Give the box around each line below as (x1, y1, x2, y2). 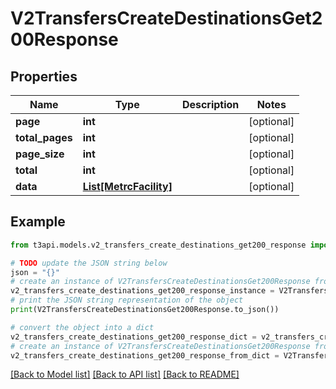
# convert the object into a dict (10, 322, 155, 332)
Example (10, 213, 66, 231)
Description (181, 98, 240, 111)
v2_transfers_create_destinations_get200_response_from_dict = (10, 350, 280, 361)
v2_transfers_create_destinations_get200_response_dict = (10, 332, 257, 342)
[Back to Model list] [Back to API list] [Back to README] (10, 368, 240, 381)
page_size (15, 147, 65, 161)
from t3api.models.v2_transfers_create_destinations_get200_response (10, 240, 307, 250)
